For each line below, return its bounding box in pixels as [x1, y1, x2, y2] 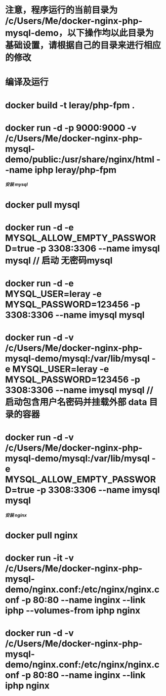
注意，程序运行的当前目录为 [5, 4, 118, 16]
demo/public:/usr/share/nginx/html [5, 154, 155, 165]
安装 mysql [5, 182, 28, 187]
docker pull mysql [5, 199, 80, 210]
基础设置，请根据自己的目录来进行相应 [5, 40, 162, 51]
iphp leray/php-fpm [34, 164, 117, 176]
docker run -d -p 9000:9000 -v [5, 122, 137, 134]
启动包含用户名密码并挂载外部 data [5, 397, 147, 408]
